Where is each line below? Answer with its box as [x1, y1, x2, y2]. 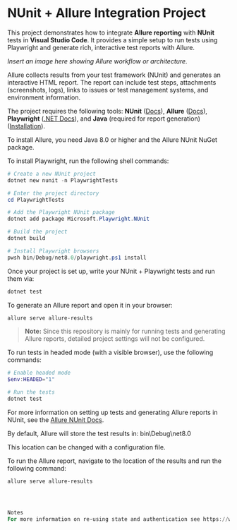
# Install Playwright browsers [7, 247, 99, 255]
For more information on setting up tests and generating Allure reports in [7, 408, 218, 416]
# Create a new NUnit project [7, 170, 97, 177]
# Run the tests [7, 389, 55, 396]
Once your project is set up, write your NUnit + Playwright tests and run [7, 267, 215, 275]
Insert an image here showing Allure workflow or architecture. [7, 56, 188, 65]
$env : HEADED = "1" [7, 376, 55, 383]
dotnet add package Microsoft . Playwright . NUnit [7, 215, 150, 223]
